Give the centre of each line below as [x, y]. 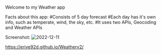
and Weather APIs [24, 27]
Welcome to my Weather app [35, 7]
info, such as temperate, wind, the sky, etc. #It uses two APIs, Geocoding [81, 22]
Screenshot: [18, 37]
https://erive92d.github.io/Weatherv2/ [44, 47]
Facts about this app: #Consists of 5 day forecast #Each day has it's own [80, 17]
